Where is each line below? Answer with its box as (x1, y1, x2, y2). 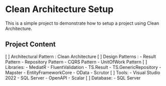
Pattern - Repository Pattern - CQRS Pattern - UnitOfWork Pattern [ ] (5, 59, 147, 65)
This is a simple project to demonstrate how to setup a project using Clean (5, 20, 159, 26)
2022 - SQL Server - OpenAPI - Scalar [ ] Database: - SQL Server (5, 74, 141, 81)
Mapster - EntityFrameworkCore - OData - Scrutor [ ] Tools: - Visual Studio (5, 69, 160, 75)
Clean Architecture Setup (5, 4, 114, 15)
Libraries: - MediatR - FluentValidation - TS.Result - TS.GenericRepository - (5, 64, 161, 70)
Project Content (5, 40, 56, 49)
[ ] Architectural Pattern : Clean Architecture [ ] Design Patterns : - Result (5, 53, 156, 59)
